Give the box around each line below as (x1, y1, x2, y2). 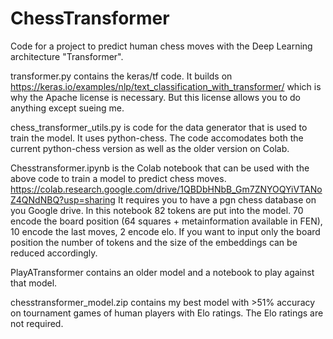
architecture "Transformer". (10, 50, 124, 62)
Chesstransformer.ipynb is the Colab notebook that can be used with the (10, 162, 310, 174)
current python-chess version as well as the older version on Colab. (10, 142, 290, 154)
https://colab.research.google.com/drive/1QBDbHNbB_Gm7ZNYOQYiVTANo (10, 183, 323, 195)
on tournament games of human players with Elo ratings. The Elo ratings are (10, 307, 324, 319)
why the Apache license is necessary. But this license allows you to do (10, 91, 302, 103)
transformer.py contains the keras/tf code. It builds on (10, 70, 233, 82)
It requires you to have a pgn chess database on (117, 193, 317, 206)
